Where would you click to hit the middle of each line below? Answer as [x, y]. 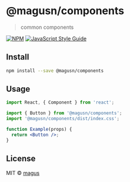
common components [47, 27]
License [21, 159]
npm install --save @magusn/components [55, 71]
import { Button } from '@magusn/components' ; [64, 113]
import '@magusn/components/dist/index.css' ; [63, 119]
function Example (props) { [39, 130]
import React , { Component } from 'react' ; [60, 102]
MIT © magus [23, 173]
